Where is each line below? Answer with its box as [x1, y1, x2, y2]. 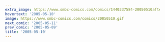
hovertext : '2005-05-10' [5, 12, 56, 16]
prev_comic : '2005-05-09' [5, 25, 58, 30]
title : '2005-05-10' [5, 29, 48, 34]
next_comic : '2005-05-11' [5, 20, 58, 26]
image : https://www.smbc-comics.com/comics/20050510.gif [5, 16, 124, 21]
